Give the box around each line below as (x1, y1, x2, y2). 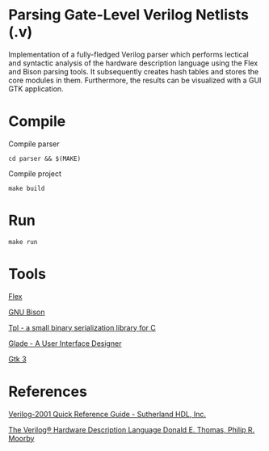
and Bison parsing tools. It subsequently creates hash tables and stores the (8, 66, 259, 76)
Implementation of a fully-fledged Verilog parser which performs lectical (8, 49, 249, 59)
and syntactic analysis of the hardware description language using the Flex (8, 58, 258, 68)
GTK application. (8, 83, 64, 94)
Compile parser (8, 139, 61, 149)
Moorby (8, 433, 35, 443)
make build (8, 184, 45, 192)
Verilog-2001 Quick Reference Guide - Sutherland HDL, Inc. (8, 409, 206, 419)
